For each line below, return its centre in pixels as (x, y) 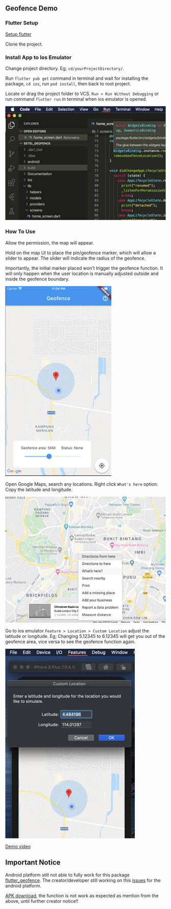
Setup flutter (18, 34)
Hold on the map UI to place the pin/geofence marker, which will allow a (81, 253)
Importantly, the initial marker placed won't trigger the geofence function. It (84, 268)
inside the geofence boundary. (37, 279)
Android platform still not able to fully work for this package (67, 875)
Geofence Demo (32, 8)
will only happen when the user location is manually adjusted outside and (82, 274)
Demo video (18, 846)
